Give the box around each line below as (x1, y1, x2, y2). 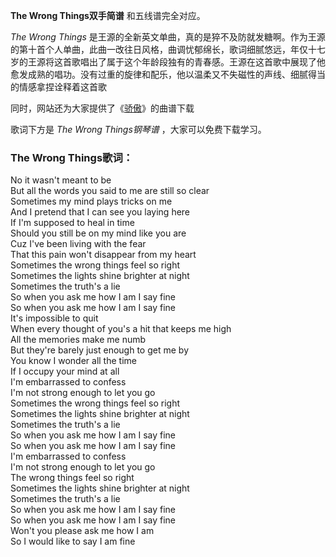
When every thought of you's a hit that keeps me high (10, 323, 232, 335)
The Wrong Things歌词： (10, 150, 134, 164)
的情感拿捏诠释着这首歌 (10, 81, 107, 93)
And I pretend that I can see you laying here (10, 206, 191, 218)
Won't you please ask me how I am (10, 525, 155, 537)
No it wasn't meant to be (10, 174, 112, 186)
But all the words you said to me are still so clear (10, 185, 210, 197)
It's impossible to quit (10, 312, 99, 324)
